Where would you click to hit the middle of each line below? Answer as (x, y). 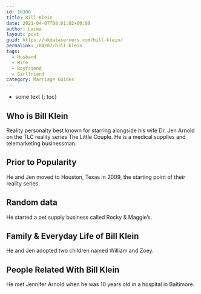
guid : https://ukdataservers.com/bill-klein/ (64, 40)
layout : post (23, 35)
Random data (32, 203)
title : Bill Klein (29, 18)
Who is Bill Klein (37, 116)
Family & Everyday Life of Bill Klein (73, 236)
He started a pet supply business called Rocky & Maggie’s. (79, 217)
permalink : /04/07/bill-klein (44, 46)
